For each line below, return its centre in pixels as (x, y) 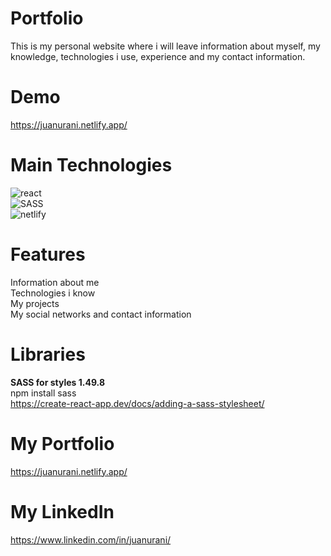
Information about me (55, 282)
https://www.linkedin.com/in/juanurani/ (91, 539)
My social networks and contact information (101, 314)
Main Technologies (91, 165)
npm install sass (43, 393)
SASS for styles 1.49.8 (57, 382)
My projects (35, 303)
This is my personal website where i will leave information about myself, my (165, 46)
